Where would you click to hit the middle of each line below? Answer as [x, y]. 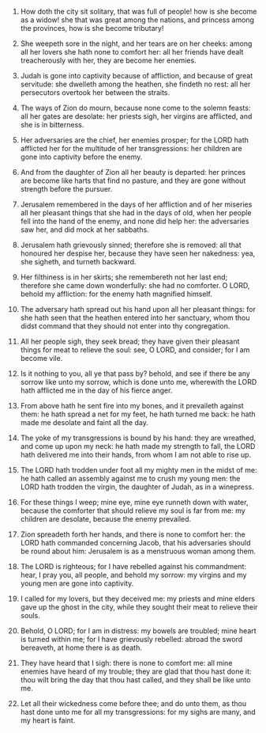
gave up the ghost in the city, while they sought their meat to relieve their [139, 607]
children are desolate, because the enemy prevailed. [106, 519]
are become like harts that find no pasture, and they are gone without [133, 180]
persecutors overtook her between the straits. [95, 93]
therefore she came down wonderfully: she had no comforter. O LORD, [135, 285]
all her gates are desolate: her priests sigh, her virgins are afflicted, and [136, 116]
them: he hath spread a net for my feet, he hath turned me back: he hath [138, 414]
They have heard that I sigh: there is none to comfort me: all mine [126, 663]
